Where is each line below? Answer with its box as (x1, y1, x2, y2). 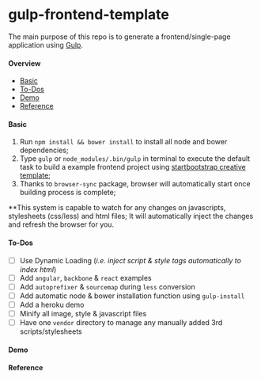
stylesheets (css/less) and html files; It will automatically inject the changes (8, 212, 254, 221)
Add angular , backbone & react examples (19, 273, 152, 282)
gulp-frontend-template (8, 6, 170, 24)
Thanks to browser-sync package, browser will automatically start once (19, 179, 251, 189)
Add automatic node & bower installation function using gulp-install (19, 291, 245, 301)
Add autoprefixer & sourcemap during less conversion (19, 281, 195, 291)
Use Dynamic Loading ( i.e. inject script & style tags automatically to (19, 255, 241, 265)
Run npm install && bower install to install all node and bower (19, 137, 228, 147)
